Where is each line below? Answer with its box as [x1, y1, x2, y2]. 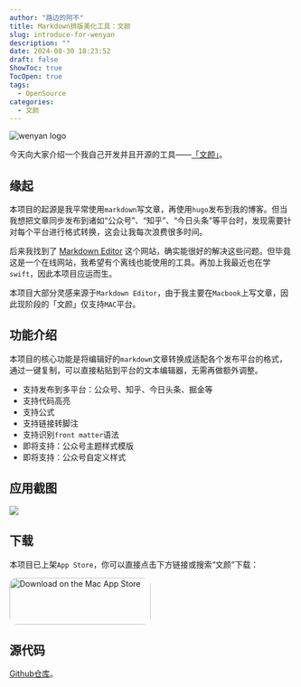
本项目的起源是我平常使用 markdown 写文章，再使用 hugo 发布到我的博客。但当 [9, 204, 287, 215]
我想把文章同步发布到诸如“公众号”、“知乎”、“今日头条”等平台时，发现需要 [9, 215, 284, 226]
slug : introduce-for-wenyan [9, 30, 116, 39]
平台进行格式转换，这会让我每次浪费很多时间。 [33, 227, 208, 238]
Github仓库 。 [9, 668, 59, 679]
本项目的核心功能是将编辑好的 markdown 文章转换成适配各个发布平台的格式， [9, 353, 287, 364]
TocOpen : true [9, 72, 63, 81]
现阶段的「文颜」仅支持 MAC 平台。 [16, 299, 141, 310]
